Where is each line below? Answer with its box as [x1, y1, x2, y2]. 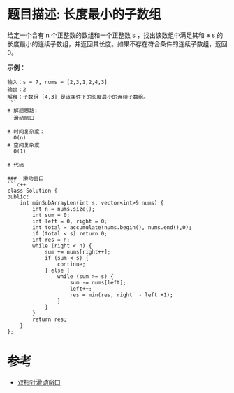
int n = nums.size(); [32, 205, 96, 212]
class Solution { [7, 187, 58, 194]
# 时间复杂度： [7, 127, 45, 135]
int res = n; [32, 236, 71, 243]
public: [7, 193, 30, 200]
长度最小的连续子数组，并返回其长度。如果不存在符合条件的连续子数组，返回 [7, 39, 228, 48]
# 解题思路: [7, 106, 38, 114]
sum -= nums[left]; [69, 279, 127, 286]
